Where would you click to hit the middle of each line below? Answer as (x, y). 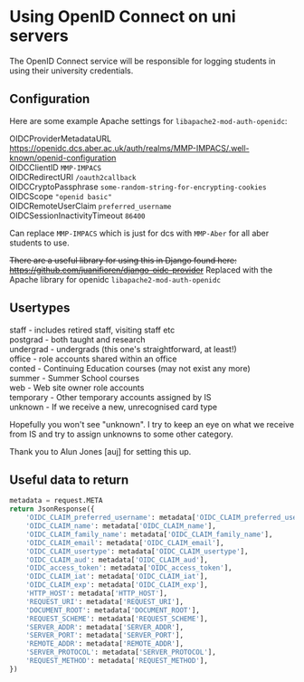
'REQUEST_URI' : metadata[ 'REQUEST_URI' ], (104, 601)
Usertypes (40, 308)
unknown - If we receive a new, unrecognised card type (114, 407)
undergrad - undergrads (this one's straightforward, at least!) (123, 349)
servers (39, 36)
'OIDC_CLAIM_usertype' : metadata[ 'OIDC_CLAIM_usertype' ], (137, 551)
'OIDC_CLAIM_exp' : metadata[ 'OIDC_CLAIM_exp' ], (117, 585)
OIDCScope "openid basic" (61, 196)
